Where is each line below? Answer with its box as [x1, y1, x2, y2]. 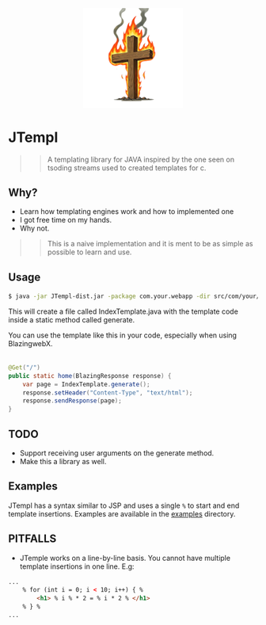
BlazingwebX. [8, 339, 53, 349]
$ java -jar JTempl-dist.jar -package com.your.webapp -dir [8, 292, 211, 300]
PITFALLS [8, 532, 57, 546]
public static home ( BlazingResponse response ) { [8, 372, 172, 379]
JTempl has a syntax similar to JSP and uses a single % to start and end [8, 501, 240, 510]
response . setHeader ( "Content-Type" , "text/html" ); [22, 388, 193, 397]
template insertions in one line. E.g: [19, 562, 135, 571]
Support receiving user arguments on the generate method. [19, 448, 215, 458]
